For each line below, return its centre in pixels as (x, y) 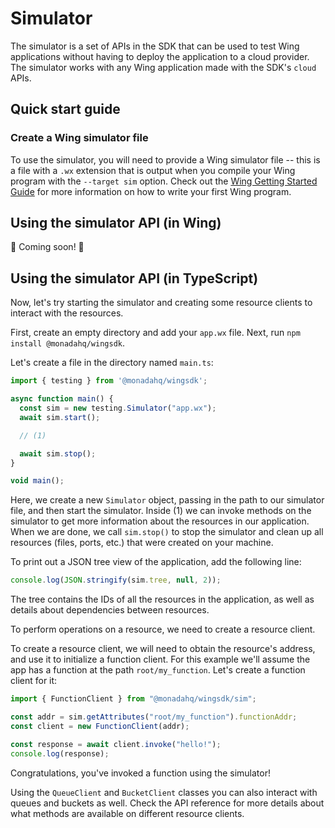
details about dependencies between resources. (110, 610)
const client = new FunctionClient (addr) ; (100, 726)
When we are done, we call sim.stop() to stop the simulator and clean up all (167, 532)
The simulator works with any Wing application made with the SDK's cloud (163, 67)
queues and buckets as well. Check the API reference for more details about (167, 803)
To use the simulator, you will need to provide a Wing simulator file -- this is (165, 159)
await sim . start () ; (60, 417)
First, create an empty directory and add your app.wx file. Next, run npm (155, 333)
